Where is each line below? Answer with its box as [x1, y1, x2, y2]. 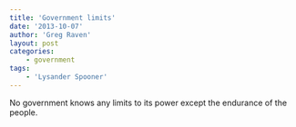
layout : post [9, 38, 59, 48]
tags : [9, 64, 30, 73]
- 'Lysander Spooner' [26, 73, 107, 82]
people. [9, 106, 38, 118]
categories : [9, 47, 55, 56]
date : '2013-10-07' [9, 22, 84, 31]
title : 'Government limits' [9, 13, 117, 23]
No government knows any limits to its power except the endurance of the [9, 97, 288, 108]
